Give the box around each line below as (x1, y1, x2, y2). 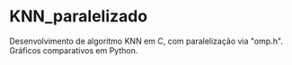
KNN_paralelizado (9, 6, 148, 27)
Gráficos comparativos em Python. (9, 45, 138, 55)
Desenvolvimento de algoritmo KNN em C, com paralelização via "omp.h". (9, 36, 283, 46)
